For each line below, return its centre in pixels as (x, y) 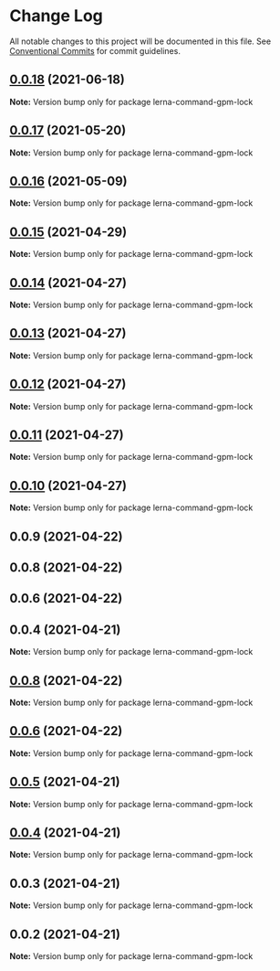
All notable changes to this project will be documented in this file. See (140, 41)
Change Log (56, 16)
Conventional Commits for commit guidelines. (95, 50)
